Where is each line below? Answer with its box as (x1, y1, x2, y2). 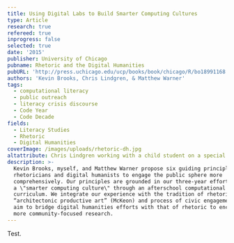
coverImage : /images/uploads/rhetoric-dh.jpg (7, 146, 141, 153)
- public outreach (13, 94, 68, 101)
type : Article (7, 17, 49, 24)
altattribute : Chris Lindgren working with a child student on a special (7, 152, 226, 160)
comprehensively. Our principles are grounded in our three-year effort (13, 178, 229, 185)
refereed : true (7, 29, 52, 37)
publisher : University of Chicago (7, 56, 108, 62)
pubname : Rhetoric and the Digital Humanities (7, 62, 145, 69)
